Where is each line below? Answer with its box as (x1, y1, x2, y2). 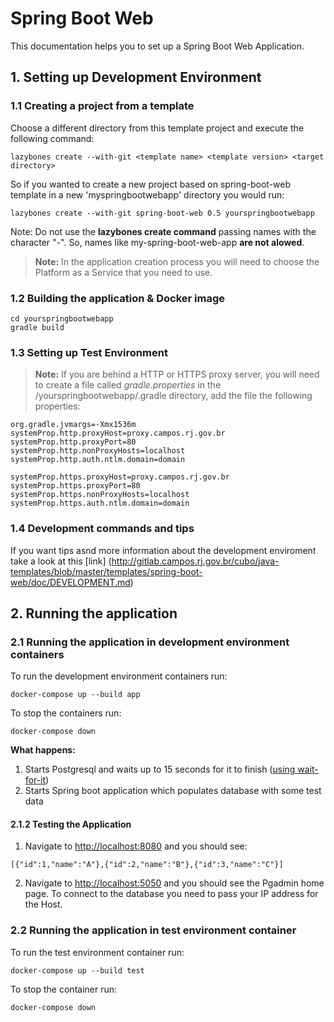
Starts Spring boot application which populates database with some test (24, 785, 322, 797)
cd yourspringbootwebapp (10, 313, 114, 324)
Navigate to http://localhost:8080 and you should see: (24, 840, 248, 852)
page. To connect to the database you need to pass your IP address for (24, 888, 319, 900)
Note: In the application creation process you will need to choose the (34, 255, 320, 267)
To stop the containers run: (10, 707, 122, 719)
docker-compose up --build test (10, 965, 145, 976)
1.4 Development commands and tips (10, 522, 195, 536)
